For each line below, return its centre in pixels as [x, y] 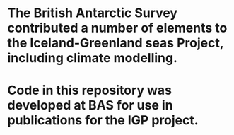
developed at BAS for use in [90, 106]
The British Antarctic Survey [93, 13]
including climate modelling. [93, 58]
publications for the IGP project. [103, 121]
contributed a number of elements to [117, 28]
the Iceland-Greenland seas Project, [116, 43]
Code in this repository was [89, 90]
